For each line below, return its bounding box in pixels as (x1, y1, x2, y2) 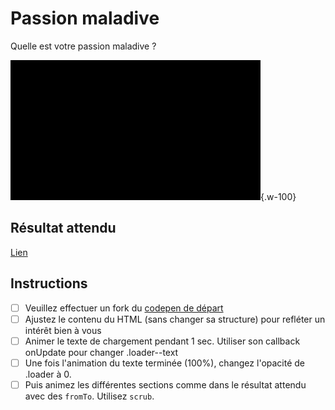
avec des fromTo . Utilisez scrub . (24, 390, 155, 402)
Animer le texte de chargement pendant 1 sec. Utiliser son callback (24, 335, 301, 347)
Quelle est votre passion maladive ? (10, 40, 157, 52)
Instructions (10, 275, 88, 292)
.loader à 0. (24, 368, 72, 380)
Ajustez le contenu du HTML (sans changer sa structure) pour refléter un (24, 313, 326, 325)
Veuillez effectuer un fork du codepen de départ (24, 302, 224, 314)
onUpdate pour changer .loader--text (24, 346, 179, 358)
